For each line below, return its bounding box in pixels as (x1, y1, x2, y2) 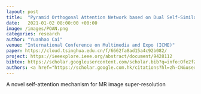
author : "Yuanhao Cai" (6, 37, 63, 43)
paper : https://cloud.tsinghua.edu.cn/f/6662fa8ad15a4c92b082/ (6, 48, 167, 54)
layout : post (6, 8, 39, 15)
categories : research (6, 31, 60, 37)
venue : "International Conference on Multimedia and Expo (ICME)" (6, 43, 175, 48)
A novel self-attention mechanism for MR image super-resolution (6, 81, 166, 88)
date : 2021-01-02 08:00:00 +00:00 (6, 20, 98, 26)
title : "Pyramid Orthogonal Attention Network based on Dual (6, 14, 165, 20)
